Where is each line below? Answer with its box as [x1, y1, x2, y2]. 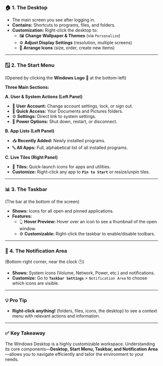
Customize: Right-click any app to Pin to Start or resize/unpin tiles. [12, 169, 150, 175]
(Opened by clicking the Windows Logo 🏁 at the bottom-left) [5, 75, 127, 81]
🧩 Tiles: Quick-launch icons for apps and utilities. [12, 164, 111, 169]
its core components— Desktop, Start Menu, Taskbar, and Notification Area [5, 346, 158, 352]
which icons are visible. [12, 281, 59, 286]
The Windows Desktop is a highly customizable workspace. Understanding [5, 341, 155, 347]
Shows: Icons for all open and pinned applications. [12, 208, 114, 214]
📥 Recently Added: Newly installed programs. [12, 137, 106, 143]
